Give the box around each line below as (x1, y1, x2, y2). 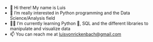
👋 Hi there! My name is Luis (9, 5, 66, 10)
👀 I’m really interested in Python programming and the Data (9, 10, 130, 16)
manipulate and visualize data (9, 26, 71, 32)
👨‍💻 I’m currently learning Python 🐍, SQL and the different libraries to (9, 20, 149, 26)
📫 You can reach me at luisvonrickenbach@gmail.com (9, 31, 122, 37)
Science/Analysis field (9, 15, 55, 21)
